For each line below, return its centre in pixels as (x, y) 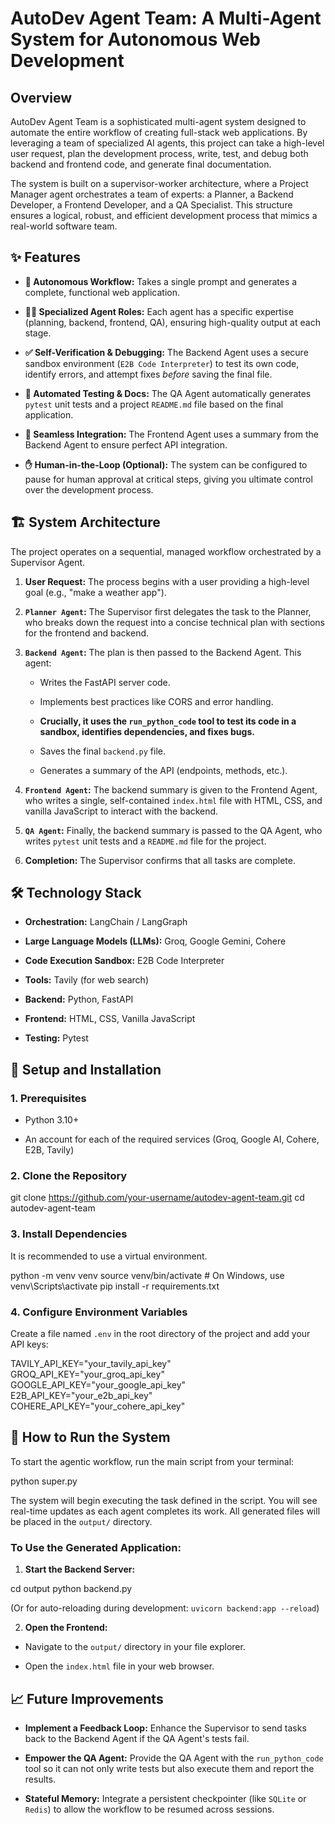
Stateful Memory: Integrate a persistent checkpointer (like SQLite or (165, 1798)
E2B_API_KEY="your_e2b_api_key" (81, 1396)
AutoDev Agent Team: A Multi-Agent (166, 18)
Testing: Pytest (56, 1038)
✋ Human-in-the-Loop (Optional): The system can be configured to (166, 464)
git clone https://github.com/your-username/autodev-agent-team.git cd (157, 1198)
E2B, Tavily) (49, 1150)
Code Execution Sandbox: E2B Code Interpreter (124, 961)
